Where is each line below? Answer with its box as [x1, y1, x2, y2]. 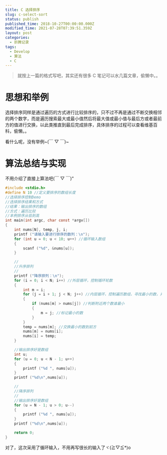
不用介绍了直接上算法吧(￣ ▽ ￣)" [5, 176, 74, 182]
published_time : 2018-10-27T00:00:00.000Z [5, 21, 94, 26]
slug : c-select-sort [5, 12, 48, 17]
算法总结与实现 [5, 158, 67, 170]
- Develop [9, 49, 30, 54]
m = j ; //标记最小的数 [40, 310, 83, 315]
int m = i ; [23, 287, 46, 292]
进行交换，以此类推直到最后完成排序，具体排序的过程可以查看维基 [18, 122, 153, 128]
